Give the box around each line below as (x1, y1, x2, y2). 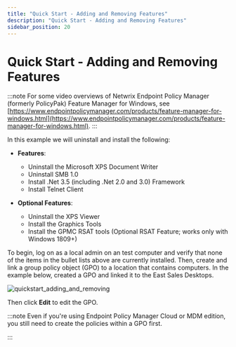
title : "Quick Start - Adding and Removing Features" (7, 10, 169, 18)
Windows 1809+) (27, 235, 77, 244)
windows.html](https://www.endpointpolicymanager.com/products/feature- (7, 114, 226, 123)
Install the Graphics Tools (27, 220, 102, 229)
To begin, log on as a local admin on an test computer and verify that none (7, 248, 223, 257)
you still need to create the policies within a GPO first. (7, 320, 163, 328)
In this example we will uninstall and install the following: (7, 135, 171, 144)
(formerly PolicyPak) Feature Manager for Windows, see (7, 99, 170, 108)
